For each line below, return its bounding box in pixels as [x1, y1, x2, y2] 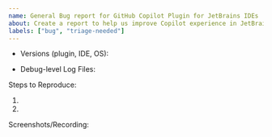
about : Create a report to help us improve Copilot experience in [8, 19, 237, 27]
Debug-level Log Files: [19, 64, 96, 74]
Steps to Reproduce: [8, 80, 77, 89]
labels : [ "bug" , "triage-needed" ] [8, 27, 125, 35]
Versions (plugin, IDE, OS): [19, 49, 109, 59]
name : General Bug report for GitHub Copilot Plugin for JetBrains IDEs [8, 11, 259, 20]
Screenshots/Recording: [8, 120, 89, 130]
